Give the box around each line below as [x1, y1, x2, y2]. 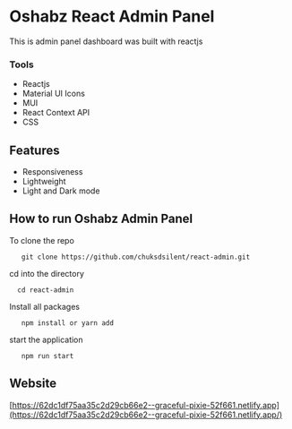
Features [9, 142, 60, 158]
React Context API [21, 107, 90, 118]
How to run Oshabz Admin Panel [9, 211, 193, 227]
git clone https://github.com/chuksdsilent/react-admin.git [21, 253, 251, 262]
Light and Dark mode [21, 185, 100, 196]
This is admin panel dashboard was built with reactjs [9, 36, 203, 47]
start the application [9, 334, 83, 345]
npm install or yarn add [21, 318, 115, 328]
